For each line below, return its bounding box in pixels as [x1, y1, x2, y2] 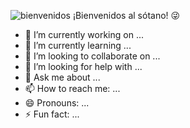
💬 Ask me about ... [24, 71, 101, 83]
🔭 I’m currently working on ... [24, 29, 144, 40]
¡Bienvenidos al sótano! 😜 [72, 10, 181, 21]
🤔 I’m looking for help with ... [24, 61, 143, 72]
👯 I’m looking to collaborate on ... [24, 50, 161, 62]
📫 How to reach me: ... [24, 83, 121, 94]
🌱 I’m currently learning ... [24, 40, 132, 51]
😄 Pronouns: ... [24, 97, 90, 109]
